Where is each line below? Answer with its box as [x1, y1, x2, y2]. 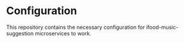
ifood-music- [146, 24, 179, 31]
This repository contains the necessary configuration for [6, 24, 145, 31]
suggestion [6, 29, 34, 37]
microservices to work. [35, 29, 91, 37]
